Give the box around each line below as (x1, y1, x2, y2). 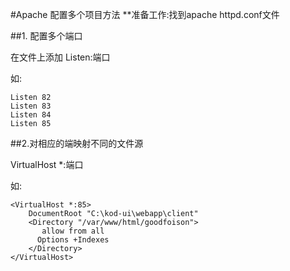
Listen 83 (10, 101, 52, 111)
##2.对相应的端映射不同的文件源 (10, 138, 144, 149)
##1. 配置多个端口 (10, 30, 83, 42)
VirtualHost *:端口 (10, 159, 84, 170)
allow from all (41, 226, 105, 236)
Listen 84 (10, 110, 52, 120)
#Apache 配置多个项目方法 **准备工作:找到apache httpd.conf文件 (10, 9, 280, 20)
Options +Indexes (36, 235, 110, 245)
